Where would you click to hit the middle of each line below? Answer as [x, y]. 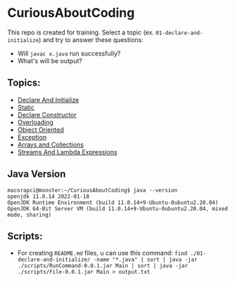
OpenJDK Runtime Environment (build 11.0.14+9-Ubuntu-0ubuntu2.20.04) [113, 202]
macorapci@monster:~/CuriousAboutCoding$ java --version [93, 190]
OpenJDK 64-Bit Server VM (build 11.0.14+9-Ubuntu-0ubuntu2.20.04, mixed [118, 208]
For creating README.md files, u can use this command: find [102, 253]
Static [26, 107]
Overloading [36, 122]
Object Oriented [41, 129]
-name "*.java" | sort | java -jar [145, 260]
